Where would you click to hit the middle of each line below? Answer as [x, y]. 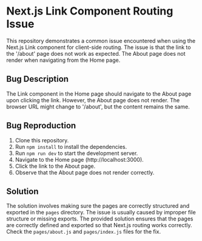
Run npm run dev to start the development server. [76, 153]
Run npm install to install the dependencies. [71, 147]
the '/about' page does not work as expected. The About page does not [96, 53]
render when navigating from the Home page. [63, 60]
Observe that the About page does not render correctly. [85, 172]
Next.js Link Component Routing [90, 11]
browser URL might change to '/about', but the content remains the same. [98, 107]
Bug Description [37, 79]
